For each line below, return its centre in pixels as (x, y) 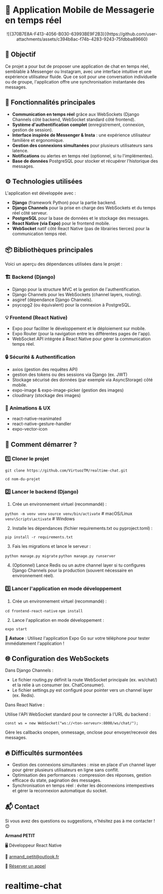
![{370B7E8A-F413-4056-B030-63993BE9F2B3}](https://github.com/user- (82, 34)
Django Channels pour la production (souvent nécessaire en (72, 570)
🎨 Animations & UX (28, 408)
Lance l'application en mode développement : (58, 620)
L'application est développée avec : (41, 193)
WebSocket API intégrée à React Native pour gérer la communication (81, 339)
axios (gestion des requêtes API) (45, 370)
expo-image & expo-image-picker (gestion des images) (68, 390)
